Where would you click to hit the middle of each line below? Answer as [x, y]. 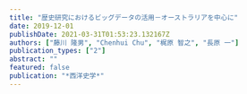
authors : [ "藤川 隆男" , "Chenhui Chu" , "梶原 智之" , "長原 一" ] [124, 43]
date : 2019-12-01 [42, 26]
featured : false [39, 68]
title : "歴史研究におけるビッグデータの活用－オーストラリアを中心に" [124, 17]
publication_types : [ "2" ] [57, 51]
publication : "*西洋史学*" [57, 76]
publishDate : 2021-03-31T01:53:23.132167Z [89, 34]
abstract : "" [34, 59]
